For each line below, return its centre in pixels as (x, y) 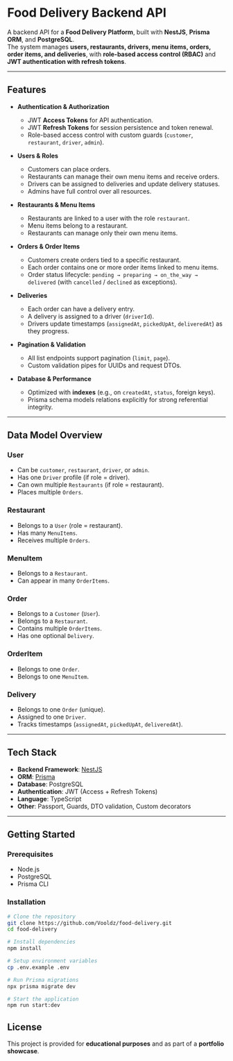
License (25, 1027)
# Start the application (43, 999)
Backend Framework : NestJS (60, 769)
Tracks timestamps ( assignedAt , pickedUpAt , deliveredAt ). (100, 724)
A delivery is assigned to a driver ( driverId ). (91, 316)
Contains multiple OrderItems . (59, 628)
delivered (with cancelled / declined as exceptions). (102, 282)
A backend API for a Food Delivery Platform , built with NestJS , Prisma (109, 32)
